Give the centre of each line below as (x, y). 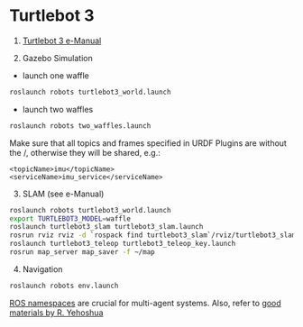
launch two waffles (58, 109)
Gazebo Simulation (57, 58)
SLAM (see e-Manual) (63, 194)
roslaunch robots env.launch (64, 286)
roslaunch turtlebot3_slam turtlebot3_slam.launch (106, 227)
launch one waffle (56, 75)
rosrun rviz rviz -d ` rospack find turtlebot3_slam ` (110, 235)
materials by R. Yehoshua (56, 313)
